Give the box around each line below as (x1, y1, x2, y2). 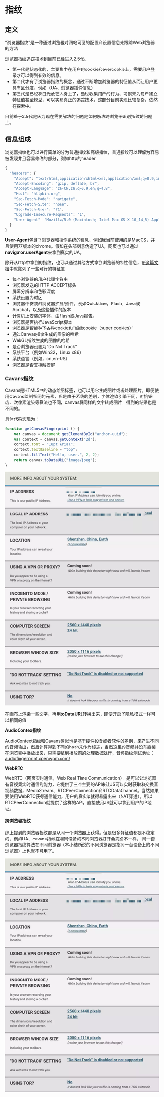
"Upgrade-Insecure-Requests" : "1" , (14, 212, 86, 217)
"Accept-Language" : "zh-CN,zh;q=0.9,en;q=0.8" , (14, 187, 112, 191)
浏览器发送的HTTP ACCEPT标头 (12, 282, 77, 288)
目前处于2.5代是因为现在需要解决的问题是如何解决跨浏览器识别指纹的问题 (5, 114, 153, 119)
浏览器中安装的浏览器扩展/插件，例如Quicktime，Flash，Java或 (12, 301, 140, 306)
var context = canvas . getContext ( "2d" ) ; (14, 437, 97, 442)
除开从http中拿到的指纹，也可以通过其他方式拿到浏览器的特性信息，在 (5, 260, 146, 266)
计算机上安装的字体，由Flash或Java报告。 (12, 313, 97, 319)
